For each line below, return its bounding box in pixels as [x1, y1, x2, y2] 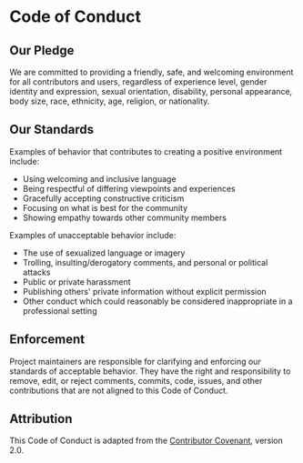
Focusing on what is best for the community [22, 202, 188, 213]
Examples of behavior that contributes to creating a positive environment [9, 146, 283, 156]
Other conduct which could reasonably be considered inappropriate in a [22, 296, 293, 307]
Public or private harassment [22, 276, 131, 287]
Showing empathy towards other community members [22, 212, 227, 223]
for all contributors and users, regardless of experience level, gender [9, 76, 268, 87]
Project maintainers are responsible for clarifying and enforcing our [9, 356, 261, 367]
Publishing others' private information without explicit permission [22, 286, 267, 297]
